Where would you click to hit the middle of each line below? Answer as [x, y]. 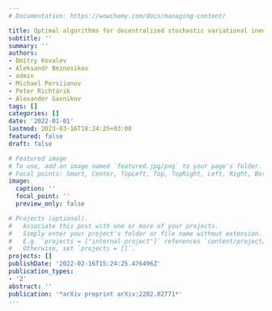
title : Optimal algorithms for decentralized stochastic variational [128, 30]
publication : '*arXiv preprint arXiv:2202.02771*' [96, 294]
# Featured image [38, 158]
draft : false [30, 144]
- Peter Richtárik [39, 91]
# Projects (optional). [49, 218]
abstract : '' [30, 286]
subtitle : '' [30, 38]
